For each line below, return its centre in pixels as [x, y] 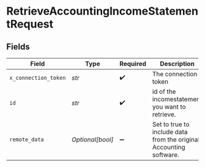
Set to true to [171, 124]
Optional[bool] [93, 140]
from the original [176, 140]
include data [170, 132]
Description [177, 64]
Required [133, 64]
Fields [18, 47]
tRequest [30, 24]
